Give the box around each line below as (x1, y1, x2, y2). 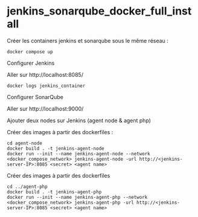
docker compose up (7, 48, 53, 55)
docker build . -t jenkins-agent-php (7, 189, 102, 195)
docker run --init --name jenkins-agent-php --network (7, 194, 148, 200)
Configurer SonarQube (7, 93, 64, 100)
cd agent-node (7, 140, 43, 146)
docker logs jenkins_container (7, 83, 86, 89)
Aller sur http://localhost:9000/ (7, 105, 84, 112)
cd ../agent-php (7, 183, 48, 190)
